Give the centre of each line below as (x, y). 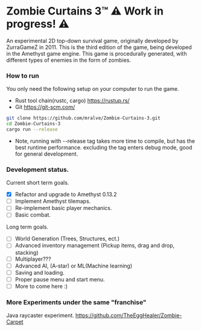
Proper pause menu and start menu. (60, 279)
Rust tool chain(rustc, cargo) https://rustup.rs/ (72, 100)
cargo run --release (32, 129)
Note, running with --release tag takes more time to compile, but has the (105, 141)
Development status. (38, 169)
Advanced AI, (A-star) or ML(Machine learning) (74, 266)
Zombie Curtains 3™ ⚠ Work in (85, 11)
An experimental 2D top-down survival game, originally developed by (92, 41)
